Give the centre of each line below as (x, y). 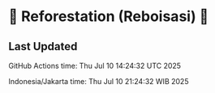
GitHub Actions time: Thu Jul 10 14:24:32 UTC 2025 (95, 66)
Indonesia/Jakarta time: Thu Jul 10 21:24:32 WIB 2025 (99, 81)
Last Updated (43, 46)
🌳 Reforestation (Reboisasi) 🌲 (109, 17)
